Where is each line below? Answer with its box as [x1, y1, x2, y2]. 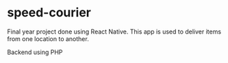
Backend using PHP [7, 48, 63, 56]
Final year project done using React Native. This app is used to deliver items [7, 27, 221, 36]
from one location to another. [7, 34, 89, 42]
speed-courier [7, 5, 91, 21]
